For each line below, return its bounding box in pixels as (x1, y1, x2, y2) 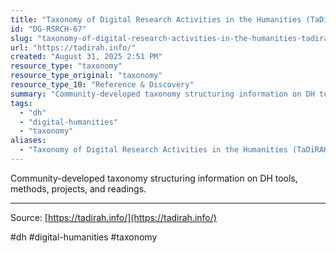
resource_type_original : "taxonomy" (10, 71, 163, 81)
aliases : (10, 136, 47, 146)
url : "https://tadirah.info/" (10, 42, 137, 53)
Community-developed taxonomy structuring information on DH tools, (10, 172, 298, 184)
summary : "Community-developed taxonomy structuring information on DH (10, 89, 315, 99)
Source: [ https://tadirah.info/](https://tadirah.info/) (10, 211, 217, 223)
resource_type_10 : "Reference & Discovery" (10, 80, 195, 90)
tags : (10, 98, 33, 108)
